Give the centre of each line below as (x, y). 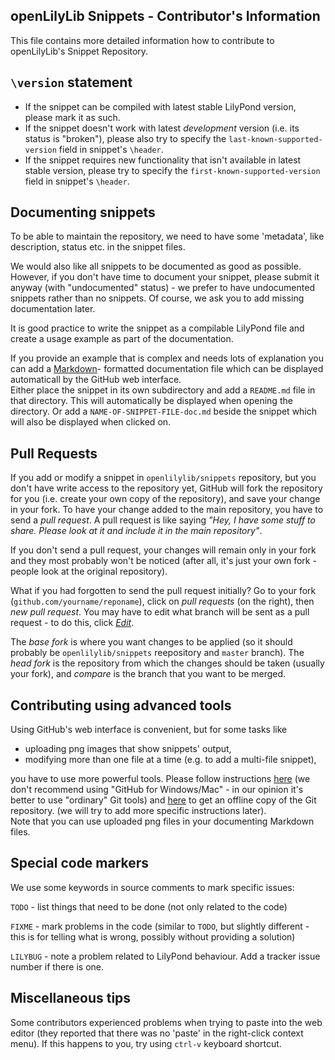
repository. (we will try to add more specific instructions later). (138, 811)
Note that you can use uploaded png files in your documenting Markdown (162, 821)
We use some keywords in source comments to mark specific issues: (152, 887)
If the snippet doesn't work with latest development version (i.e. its (162, 128)
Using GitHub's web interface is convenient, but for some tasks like (149, 730)
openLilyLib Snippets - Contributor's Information (165, 16)
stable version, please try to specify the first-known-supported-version (172, 170)
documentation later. (53, 309)
